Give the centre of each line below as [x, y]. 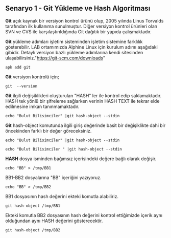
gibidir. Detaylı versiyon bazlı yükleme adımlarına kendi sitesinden [74, 52]
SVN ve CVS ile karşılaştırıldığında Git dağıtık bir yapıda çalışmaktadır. [78, 31]
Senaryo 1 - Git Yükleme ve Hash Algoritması [78, 8]
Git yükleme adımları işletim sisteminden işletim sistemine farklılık [74, 41]
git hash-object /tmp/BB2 [33, 230]
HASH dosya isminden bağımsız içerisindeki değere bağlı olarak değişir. [81, 159]
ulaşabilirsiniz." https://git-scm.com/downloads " [55, 58]
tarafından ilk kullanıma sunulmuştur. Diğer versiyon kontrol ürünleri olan [81, 26]
